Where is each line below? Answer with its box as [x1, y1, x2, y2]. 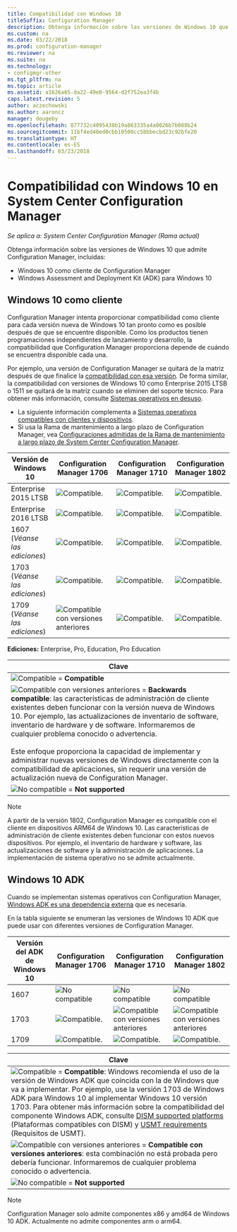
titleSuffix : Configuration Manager [7, 17, 115, 24]
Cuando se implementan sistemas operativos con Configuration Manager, [7, 892, 221, 901]
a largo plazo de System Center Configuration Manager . [17, 438, 180, 446]
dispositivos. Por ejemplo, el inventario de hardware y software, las [7, 838, 202, 846]
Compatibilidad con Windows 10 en [7, 178, 219, 195]
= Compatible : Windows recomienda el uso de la [57, 1066, 220, 1076]
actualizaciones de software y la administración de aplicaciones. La [7, 846, 203, 854]
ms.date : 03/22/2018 [7, 37, 68, 44]
